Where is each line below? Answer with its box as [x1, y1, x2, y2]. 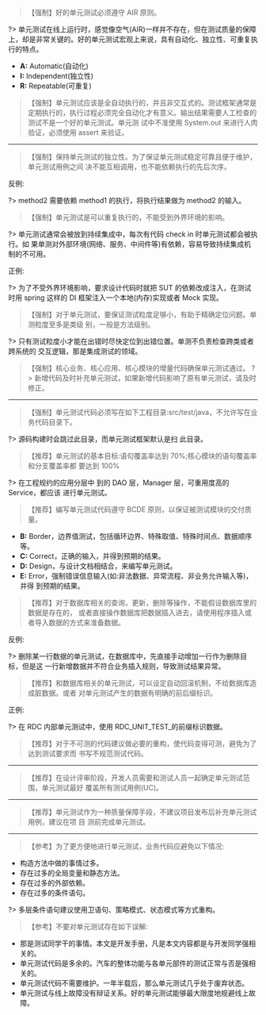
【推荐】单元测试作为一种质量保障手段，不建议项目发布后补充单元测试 [27, 807, 257, 817]
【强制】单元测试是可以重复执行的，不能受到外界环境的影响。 [27, 213, 230, 221]
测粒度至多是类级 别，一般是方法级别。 [27, 320, 155, 329]
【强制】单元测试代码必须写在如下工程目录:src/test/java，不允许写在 [27, 408, 251, 417]
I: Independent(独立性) [19, 71, 93, 80]
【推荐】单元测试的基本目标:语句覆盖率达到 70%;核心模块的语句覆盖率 [27, 452, 257, 460]
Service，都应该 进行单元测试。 [8, 488, 112, 497]
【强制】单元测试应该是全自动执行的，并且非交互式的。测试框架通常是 [27, 98, 257, 107]
